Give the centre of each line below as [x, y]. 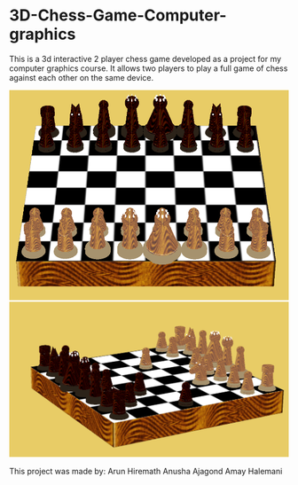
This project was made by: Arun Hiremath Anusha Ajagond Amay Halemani [146, 472]
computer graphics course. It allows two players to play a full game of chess [149, 68]
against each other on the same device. [81, 77]
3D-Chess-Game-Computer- [118, 16]
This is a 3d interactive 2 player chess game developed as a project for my [145, 59]
